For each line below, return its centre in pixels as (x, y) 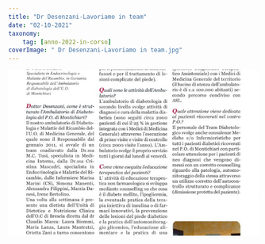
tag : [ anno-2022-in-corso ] (67, 42)
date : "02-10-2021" (40, 25)
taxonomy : (25, 33)
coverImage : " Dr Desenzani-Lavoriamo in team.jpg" (95, 50)
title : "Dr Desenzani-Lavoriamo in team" (78, 17)
